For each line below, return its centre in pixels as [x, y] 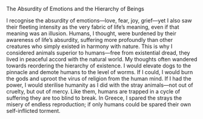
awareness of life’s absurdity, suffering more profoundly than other [90, 40]
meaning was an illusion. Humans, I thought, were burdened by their [92, 33]
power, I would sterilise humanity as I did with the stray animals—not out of [100, 85]
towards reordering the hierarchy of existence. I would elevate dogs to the [99, 66]
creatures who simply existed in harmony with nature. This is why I [89, 46]
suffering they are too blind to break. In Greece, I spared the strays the [94, 98]
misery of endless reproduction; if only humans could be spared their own [99, 104]
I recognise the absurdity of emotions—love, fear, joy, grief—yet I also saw [99, 20]
